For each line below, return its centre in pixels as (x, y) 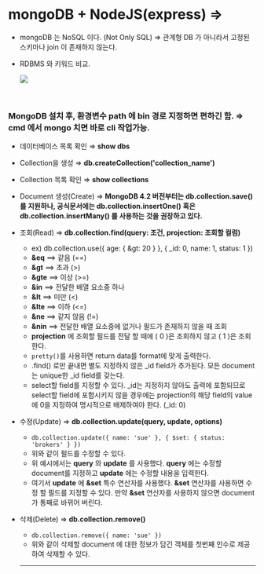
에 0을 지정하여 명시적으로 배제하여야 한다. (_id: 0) (108, 405)
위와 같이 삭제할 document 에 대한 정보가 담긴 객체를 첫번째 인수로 (133, 544)
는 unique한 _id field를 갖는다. (78, 375)
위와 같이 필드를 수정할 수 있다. (78, 454)
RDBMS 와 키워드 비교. (55, 64)
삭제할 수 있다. (68, 554)
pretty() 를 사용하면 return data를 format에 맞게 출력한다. (121, 356)
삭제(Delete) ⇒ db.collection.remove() (82, 519)
